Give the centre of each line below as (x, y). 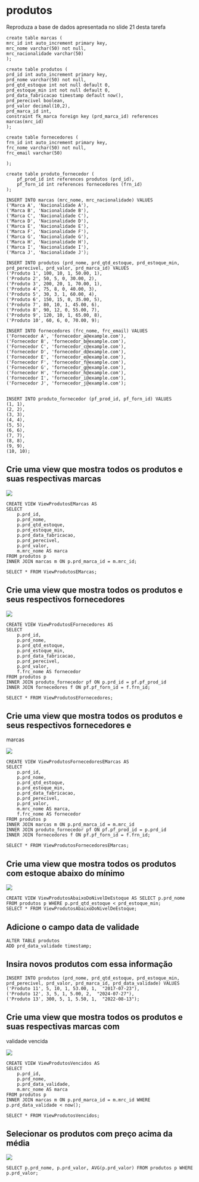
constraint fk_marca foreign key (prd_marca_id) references (83, 116)
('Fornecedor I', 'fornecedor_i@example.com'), (66, 378)
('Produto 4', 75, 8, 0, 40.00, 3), (52, 289)
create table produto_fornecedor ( (50, 174)
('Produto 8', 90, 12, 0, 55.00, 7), (53, 310)
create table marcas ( (34, 38)
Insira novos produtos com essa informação (89, 964)
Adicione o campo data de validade (73, 927)
